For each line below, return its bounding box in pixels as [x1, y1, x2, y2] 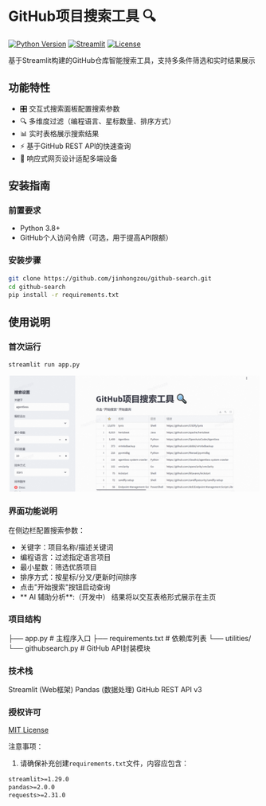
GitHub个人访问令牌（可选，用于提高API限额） [19, 233, 173, 243]
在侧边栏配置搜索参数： [8, 525, 85, 534]
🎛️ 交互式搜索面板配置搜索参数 [19, 104, 120, 113]
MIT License [8, 726, 49, 735]
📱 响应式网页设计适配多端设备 [19, 153, 118, 163]
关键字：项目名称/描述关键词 [19, 542, 114, 552]
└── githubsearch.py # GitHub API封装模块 [8, 643, 151, 653]
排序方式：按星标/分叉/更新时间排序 [19, 572, 137, 581]
